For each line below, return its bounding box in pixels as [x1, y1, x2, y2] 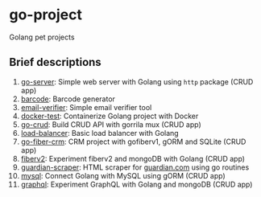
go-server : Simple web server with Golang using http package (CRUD [20, 76, 254, 86]
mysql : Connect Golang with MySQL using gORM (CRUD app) [20, 170, 226, 180]
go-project [9, 6, 83, 24]
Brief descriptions [9, 55, 101, 69]
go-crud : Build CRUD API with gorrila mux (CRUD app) [20, 119, 202, 129]
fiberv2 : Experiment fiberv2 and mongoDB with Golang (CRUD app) [20, 154, 245, 163]
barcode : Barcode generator [20, 94, 116, 104]
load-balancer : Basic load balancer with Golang [20, 128, 180, 137]
